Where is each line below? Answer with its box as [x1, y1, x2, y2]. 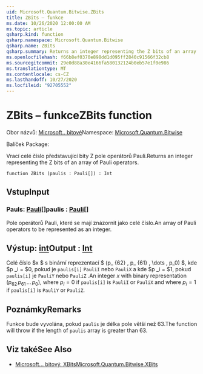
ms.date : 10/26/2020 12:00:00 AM [6, 20, 91, 26]
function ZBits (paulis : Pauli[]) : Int [6, 170, 113, 176]
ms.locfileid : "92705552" [6, 83, 72, 89]
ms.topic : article [6, 26, 53, 32]
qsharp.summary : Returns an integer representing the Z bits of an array [6, 49, 197, 55]
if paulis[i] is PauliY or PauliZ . [6, 286, 85, 294]
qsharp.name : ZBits [6, 43, 56, 49]
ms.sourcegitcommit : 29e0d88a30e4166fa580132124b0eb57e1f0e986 [6, 60, 170, 66]
